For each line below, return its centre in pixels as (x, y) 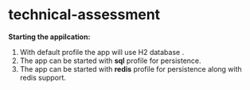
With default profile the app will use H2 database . (102, 52)
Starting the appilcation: (49, 37)
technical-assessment (84, 15)
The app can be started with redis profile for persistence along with (131, 68)
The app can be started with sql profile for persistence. (110, 61)
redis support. (43, 77)
